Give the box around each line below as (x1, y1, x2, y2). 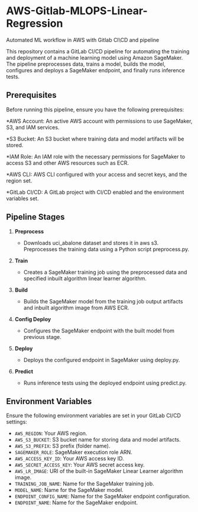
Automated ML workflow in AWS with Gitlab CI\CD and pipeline (6, 36, 160, 43)
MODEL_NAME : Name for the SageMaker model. (14, 487, 124, 494)
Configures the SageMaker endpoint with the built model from (23, 327, 174, 334)
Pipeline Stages (6, 212, 65, 222)
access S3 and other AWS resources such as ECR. (6, 159, 129, 167)
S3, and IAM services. (6, 123, 60, 131)
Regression (6, 17, 63, 30)
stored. (6, 141, 24, 149)
